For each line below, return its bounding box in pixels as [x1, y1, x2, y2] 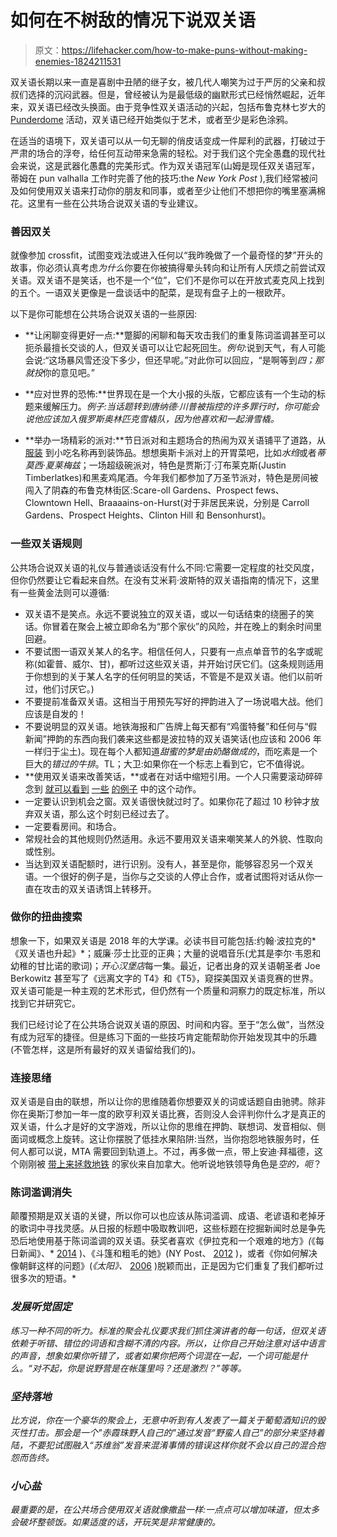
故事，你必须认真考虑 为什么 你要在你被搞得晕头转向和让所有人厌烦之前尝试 [10, 262, 317, 274]
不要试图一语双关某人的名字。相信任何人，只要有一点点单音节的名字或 [24, 645, 315, 657]
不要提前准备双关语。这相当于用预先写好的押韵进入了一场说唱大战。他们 [24, 695, 323, 707]
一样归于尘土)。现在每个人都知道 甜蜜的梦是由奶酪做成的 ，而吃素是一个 [24, 745, 318, 757]
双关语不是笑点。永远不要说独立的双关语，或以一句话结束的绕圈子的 [24, 607, 306, 620]
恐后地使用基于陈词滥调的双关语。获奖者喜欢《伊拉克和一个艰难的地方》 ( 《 [10, 1235, 317, 1247]
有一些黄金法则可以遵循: [10, 586, 110, 598]
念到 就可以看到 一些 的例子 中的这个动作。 [24, 782, 202, 795]
